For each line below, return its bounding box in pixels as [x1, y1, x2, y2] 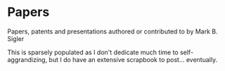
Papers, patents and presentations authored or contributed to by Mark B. [7, 27, 218, 35]
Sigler [7, 34, 25, 42]
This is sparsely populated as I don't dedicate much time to [7, 48, 179, 56]
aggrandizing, [7, 55, 48, 63]
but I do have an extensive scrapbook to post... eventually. [49, 55, 218, 63]
